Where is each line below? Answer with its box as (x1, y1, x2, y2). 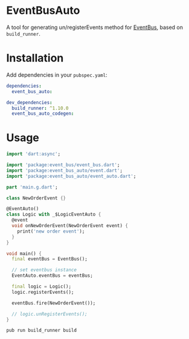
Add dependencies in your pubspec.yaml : (6, 71, 107, 79)
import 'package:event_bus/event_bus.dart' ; (6, 162, 120, 168)
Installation (6, 51, 64, 65)
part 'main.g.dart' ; (6, 184, 59, 190)
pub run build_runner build (6, 328, 77, 334)
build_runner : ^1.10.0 (11, 105, 69, 111)
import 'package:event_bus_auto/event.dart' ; (6, 167, 123, 173)
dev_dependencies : (6, 99, 53, 106)
